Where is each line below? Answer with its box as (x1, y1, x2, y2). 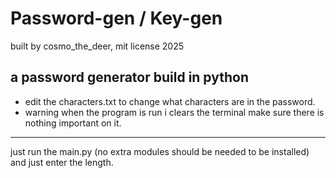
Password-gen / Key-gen (10, 7, 223, 30)
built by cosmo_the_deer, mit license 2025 (10, 40, 185, 52)
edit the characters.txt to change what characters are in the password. (24, 95, 316, 107)
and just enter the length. (10, 156, 114, 168)
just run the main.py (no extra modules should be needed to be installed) (10, 145, 310, 157)
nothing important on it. (24, 117, 122, 129)
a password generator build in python (10, 69, 249, 86)
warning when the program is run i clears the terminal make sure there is (24, 106, 325, 118)
